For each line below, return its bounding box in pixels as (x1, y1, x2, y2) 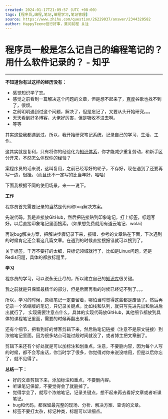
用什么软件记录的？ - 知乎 (5, 57, 110, 68)
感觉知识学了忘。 (12, 90, 48, 96)
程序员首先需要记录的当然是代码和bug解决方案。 (5, 204, 105, 210)
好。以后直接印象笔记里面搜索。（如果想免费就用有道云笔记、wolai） (5, 221, 145, 227)
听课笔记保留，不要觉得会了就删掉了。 (12, 383, 91, 389)
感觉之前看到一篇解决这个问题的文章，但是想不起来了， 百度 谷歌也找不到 (12, 96, 161, 102)
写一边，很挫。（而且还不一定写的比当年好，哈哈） (5, 172, 108, 178)
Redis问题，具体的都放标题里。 (5, 254, 69, 260)
